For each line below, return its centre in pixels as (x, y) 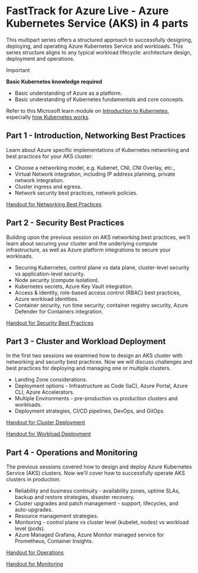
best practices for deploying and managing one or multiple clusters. (89, 368)
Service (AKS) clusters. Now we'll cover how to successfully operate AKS (95, 473)
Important (18, 70)
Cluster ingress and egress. (48, 186)
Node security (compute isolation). (57, 280)
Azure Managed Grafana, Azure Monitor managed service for (89, 535)
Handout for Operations (35, 553)
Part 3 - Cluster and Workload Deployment (86, 341)
